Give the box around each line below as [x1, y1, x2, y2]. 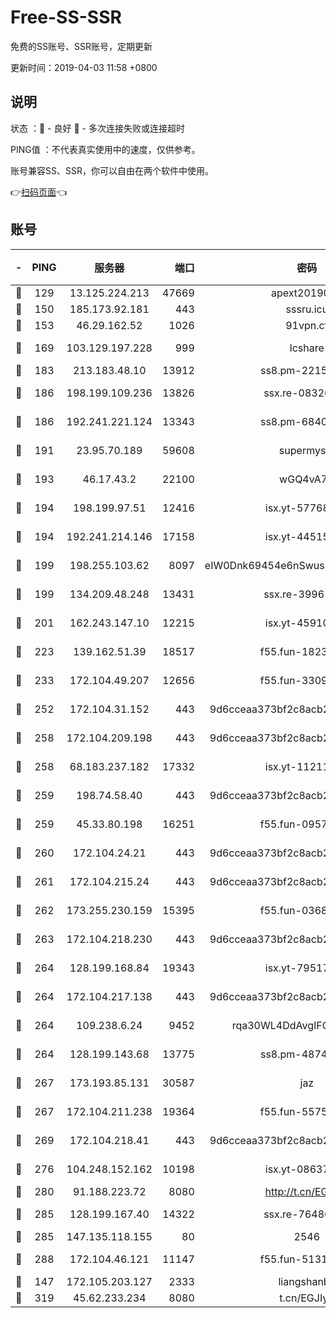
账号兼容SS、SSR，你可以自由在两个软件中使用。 [10, 164, 214, 176]
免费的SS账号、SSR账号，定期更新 [10, 40, 153, 52]
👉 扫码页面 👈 [10, 186, 68, 198]
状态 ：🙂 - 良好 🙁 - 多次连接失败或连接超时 [10, 122, 185, 134]
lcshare [289, 341, 325, 355]
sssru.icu [285, 302, 329, 316]
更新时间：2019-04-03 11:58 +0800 [10, 61, 158, 73]
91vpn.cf [285, 318, 329, 332]
